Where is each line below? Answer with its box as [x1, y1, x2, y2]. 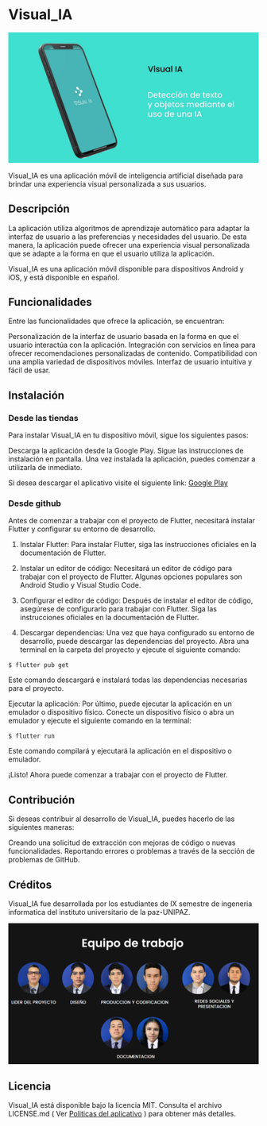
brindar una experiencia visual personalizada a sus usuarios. [8, 179, 207, 188]
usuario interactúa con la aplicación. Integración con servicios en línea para [8, 340, 256, 350]
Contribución [8, 792, 75, 807]
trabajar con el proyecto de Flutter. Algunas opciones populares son [19, 572, 242, 581]
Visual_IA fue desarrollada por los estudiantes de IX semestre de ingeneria [8, 899, 253, 908]
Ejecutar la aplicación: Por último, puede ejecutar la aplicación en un [8, 699, 233, 708]
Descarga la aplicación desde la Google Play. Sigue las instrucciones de [8, 446, 244, 456]
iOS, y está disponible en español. [8, 272, 120, 282]
